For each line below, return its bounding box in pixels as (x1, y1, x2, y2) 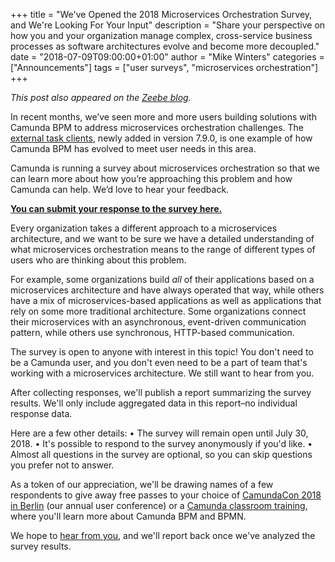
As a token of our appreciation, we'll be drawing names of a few (10, 479, 274, 490)
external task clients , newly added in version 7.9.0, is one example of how (10, 132, 313, 144)
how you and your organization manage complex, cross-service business (10, 30, 313, 41)
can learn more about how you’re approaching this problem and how (10, 173, 293, 184)
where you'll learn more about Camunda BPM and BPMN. (10, 510, 247, 522)
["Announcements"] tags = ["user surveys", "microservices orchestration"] (10, 62, 319, 73)
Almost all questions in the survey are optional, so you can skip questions (10, 449, 313, 460)
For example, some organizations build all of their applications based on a (10, 274, 315, 285)
